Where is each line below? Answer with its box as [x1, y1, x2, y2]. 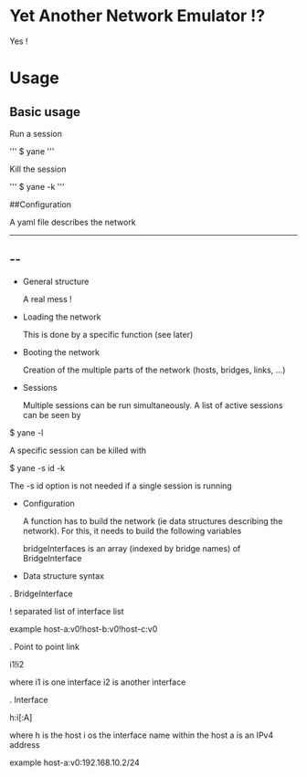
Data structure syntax [22, 570, 105, 581]
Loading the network [22, 311, 101, 322]
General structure [22, 276, 90, 287]
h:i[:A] [9, 711, 33, 722]
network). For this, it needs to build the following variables [22, 525, 242, 536]
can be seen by [22, 409, 81, 420]
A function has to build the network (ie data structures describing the [22, 515, 283, 526]
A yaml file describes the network [9, 216, 136, 227]
